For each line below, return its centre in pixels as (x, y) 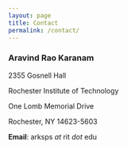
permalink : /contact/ (44, 30)
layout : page (30, 15)
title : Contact (33, 23)
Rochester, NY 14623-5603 (53, 121)
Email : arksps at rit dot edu (53, 136)
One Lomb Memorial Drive (51, 106)
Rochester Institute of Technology (63, 90)
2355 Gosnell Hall (37, 75)
